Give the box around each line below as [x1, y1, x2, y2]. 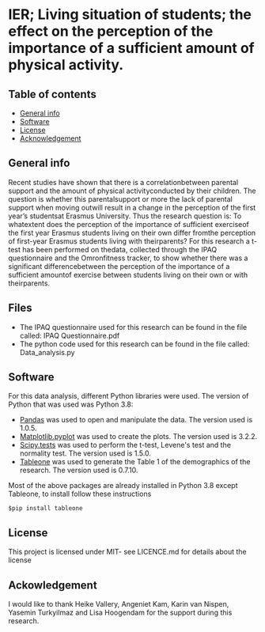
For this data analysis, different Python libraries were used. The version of [8, 392, 249, 401]
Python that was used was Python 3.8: [8, 399, 134, 409]
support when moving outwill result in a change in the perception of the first [8, 202, 256, 212]
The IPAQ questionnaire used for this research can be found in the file [19, 322, 248, 331]
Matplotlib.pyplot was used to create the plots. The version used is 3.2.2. [19, 432, 258, 441]
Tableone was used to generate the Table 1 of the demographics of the [19, 457, 251, 467]
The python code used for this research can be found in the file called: [19, 339, 250, 349]
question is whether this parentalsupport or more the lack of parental [8, 194, 233, 203]
